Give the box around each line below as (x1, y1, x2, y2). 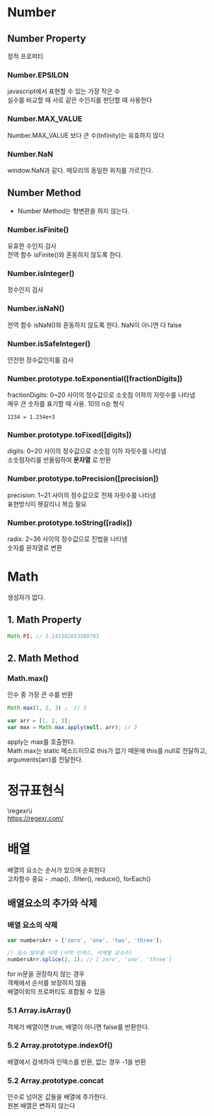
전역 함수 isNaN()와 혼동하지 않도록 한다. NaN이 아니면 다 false (7, 320, 182, 329)
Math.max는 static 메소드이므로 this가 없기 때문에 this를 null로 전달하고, (7, 747, 207, 755)
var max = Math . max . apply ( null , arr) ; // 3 (7, 724, 138, 731)
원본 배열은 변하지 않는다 (7, 1101, 76, 1110)
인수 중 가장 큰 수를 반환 (7, 690, 73, 699)
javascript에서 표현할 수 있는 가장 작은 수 (7, 87, 121, 95)
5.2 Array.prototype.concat (7, 1076, 105, 1086)
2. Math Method (7, 652, 79, 665)
